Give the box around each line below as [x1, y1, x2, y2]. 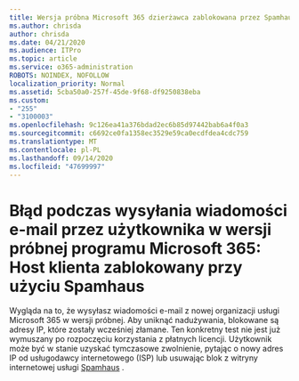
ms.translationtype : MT [9, 137, 98, 146]
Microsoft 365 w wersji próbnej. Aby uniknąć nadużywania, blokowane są [9, 315, 279, 326]
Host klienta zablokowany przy [9, 257, 243, 277]
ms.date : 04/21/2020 [9, 37, 86, 47]
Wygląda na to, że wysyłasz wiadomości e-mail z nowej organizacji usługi [9, 305, 280, 316]
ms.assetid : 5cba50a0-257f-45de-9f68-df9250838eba [9, 87, 201, 96]
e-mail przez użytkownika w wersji [9, 219, 271, 239]
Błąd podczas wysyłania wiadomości [9, 200, 287, 221]
